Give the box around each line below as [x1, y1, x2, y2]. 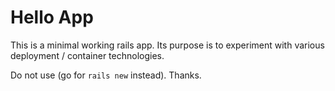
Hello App [10, 6, 94, 29]
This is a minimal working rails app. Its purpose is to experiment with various [10, 39, 325, 51]
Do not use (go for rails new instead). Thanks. [10, 69, 202, 81]
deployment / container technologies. [10, 49, 165, 61]
